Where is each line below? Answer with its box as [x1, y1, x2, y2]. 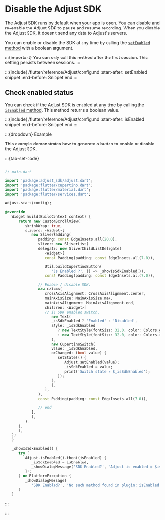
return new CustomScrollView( [18, 219, 80, 224]
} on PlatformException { [18, 473, 71, 479]
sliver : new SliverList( [38, 242, 89, 247]
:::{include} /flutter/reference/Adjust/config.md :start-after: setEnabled [5, 69, 147, 75]
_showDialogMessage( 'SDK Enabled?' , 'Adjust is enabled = [31, 464, 153, 469]
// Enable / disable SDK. [38, 282, 91, 287]
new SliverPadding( [31, 232, 71, 237]
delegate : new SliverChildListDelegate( [38, 246, 122, 251]
